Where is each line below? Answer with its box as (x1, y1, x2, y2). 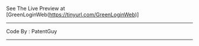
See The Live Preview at (6, 5, 65, 12)
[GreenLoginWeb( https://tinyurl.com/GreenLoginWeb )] (6, 11, 139, 18)
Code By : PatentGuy (6, 28, 57, 34)
